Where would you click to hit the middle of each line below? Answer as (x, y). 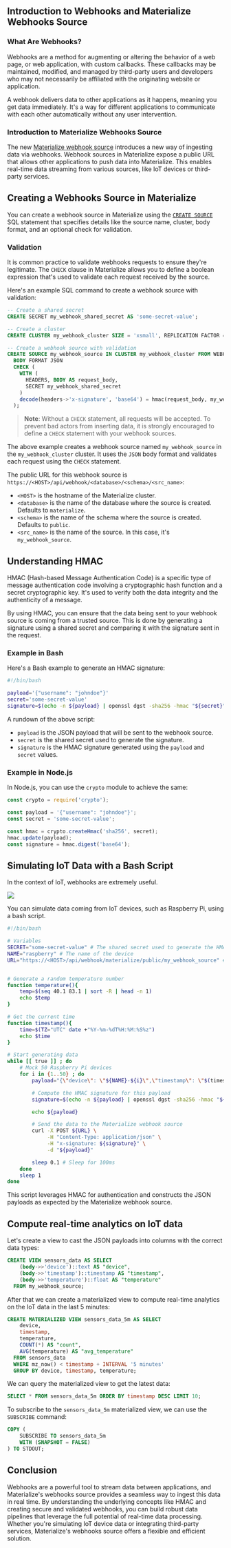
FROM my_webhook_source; (49, 1286)
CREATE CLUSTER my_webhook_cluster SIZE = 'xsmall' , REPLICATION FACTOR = (117, 335)
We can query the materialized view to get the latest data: (89, 1384)
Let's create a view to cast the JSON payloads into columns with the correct (115, 1240)
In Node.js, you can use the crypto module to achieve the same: (98, 787)
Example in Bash (35, 653)
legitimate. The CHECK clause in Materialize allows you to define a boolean (111, 270)
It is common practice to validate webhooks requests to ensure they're (107, 262)
